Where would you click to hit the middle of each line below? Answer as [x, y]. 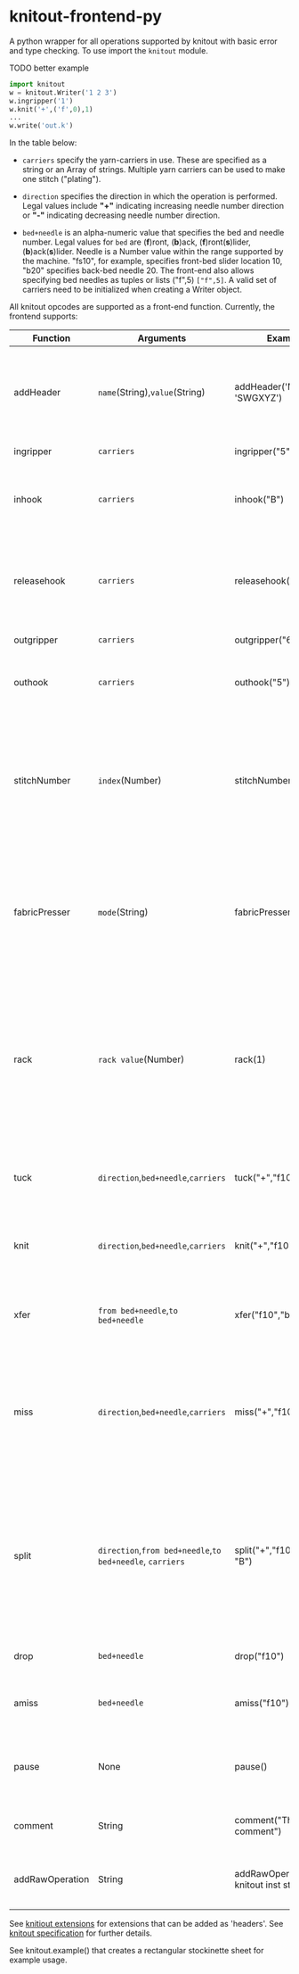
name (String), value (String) [152, 393]
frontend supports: [44, 316]
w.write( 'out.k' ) [41, 126]
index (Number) [129, 781]
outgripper [36, 640]
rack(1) [250, 1059]
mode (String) [123, 912]
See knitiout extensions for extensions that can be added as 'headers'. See [146, 1924]
